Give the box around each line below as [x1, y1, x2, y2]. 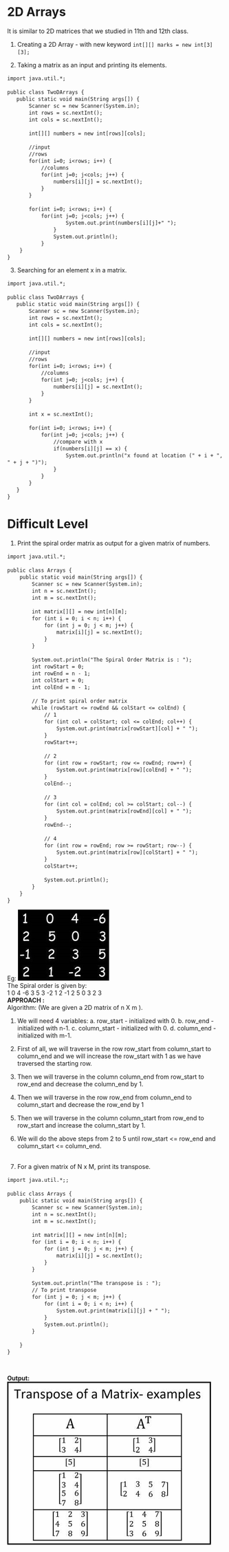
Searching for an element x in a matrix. [17, 266, 127, 274]
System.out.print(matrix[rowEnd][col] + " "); [56, 808, 193, 815]
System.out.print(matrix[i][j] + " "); [56, 1307, 171, 1314]
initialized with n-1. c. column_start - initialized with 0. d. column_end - [17, 1024, 217, 1032]
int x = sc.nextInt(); [28, 411, 94, 418]
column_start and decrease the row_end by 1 [17, 1100, 144, 1108]
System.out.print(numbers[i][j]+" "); [65, 219, 177, 226]
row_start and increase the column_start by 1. [17, 1121, 146, 1129]
